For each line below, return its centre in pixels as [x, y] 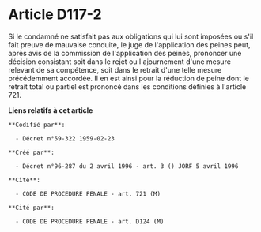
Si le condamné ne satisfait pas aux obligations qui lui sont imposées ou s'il [131, 36]
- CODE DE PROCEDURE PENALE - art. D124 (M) [90, 221]
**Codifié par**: [37, 125]
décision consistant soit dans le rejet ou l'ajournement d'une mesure [120, 62]
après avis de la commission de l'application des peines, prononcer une [125, 53]
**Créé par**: [32, 152]
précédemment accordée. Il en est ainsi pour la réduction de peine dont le [129, 78]
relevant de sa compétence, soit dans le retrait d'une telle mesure [115, 69]
